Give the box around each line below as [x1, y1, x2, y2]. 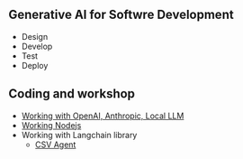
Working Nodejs [21, 119, 82, 130]
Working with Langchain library [21, 129, 138, 140]
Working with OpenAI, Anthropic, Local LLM [21, 110, 184, 121]
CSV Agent [34, 139, 76, 150]
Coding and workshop [8, 86, 136, 102]
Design [21, 31, 49, 42]
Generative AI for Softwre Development [8, 7, 235, 23]
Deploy [21, 60, 49, 70]
